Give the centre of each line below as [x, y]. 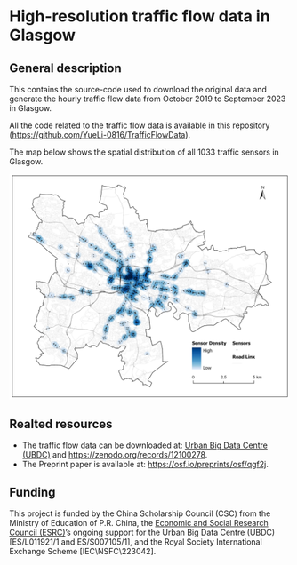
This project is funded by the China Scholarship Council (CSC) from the [140, 513]
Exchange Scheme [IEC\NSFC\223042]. [83, 552]
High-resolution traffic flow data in [140, 16]
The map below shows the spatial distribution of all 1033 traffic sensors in [144, 152]
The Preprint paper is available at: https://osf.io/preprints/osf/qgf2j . [145, 465]
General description [65, 68]
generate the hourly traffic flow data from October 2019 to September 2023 [148, 99]
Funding [32, 492]
